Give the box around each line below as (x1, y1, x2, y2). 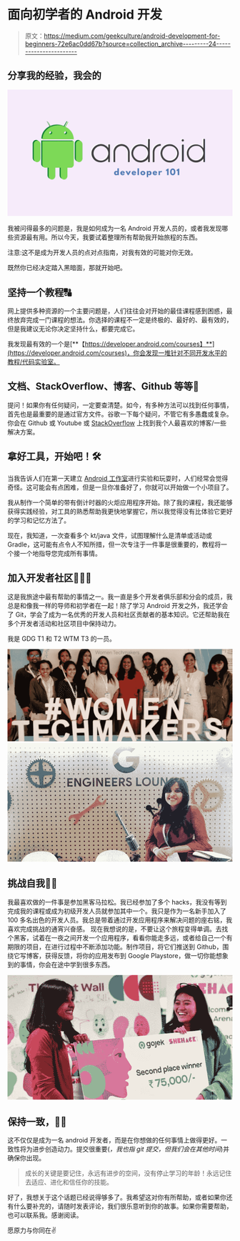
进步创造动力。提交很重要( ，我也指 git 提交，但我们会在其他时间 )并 (31, 1145, 230, 1154)
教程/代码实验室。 (7, 358, 61, 367)
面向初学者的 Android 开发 (7, 6, 163, 23)
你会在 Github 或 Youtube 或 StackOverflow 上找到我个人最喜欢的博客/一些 (7, 419, 227, 427)
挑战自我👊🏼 (7, 877, 58, 889)
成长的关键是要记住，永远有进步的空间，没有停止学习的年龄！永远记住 (24, 1169, 232, 1177)
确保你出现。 (7, 1154, 45, 1162)
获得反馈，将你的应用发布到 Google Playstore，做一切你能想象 (44, 951, 229, 960)
